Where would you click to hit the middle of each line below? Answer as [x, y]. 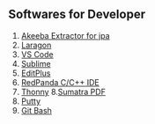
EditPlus [36, 73]
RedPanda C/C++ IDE [60, 82]
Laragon [36, 45]
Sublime [36, 63]
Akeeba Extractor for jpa [66, 35]
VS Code [37, 54]
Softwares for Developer [77, 15]
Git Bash [36, 110]
